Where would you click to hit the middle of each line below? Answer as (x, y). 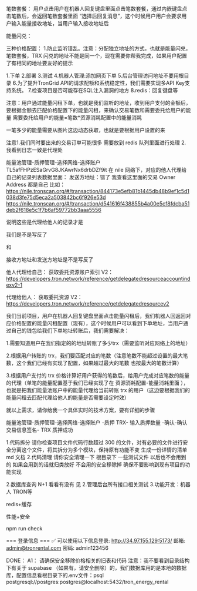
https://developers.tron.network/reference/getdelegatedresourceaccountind (98, 279)
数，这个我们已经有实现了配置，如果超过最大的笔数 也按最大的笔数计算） (94, 363)
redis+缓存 (19, 504)
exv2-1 (14, 285)
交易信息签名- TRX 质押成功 (40, 430)
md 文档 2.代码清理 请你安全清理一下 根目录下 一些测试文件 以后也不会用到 (96, 457)
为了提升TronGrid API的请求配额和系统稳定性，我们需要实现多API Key (101, 83)
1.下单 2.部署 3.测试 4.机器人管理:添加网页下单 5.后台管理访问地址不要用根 (95, 76)
